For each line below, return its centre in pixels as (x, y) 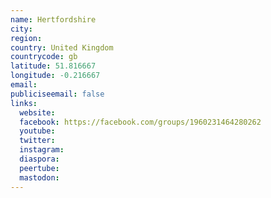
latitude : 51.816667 (53, 66)
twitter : (37, 141)
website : (37, 112)
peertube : (39, 168)
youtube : (37, 131)
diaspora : (39, 159)
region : (26, 38)
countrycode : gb (44, 57)
